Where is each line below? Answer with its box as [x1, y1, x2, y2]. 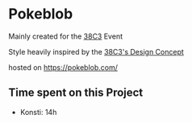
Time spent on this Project [8, 86, 144, 100]
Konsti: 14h [19, 107, 57, 117]
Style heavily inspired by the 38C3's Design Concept [8, 47, 184, 56]
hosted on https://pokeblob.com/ [8, 62, 119, 72]
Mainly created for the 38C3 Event [8, 31, 123, 41]
